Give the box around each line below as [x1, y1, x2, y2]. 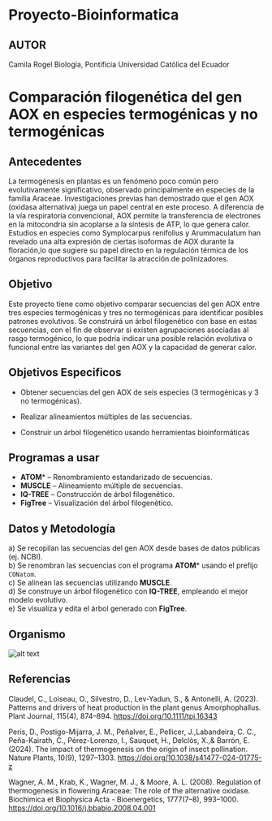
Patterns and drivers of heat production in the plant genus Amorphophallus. [8, 702, 261, 712]
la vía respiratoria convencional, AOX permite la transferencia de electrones [8, 211, 261, 220]
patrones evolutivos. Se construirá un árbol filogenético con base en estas [8, 316, 257, 326]
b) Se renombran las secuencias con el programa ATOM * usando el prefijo [8, 560, 258, 570]
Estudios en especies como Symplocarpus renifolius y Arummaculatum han [8, 228, 261, 237]
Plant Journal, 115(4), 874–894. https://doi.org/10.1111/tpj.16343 [8, 711, 218, 720]
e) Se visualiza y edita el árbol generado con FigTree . [8, 603, 188, 614]
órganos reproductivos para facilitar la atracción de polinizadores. [8, 254, 229, 263]
